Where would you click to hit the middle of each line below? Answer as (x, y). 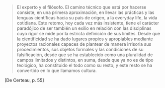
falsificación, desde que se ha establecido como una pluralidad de (85, 55)
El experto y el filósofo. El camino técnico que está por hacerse (82, 7)
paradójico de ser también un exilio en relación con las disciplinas (84, 28)
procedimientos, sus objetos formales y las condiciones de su (80, 49)
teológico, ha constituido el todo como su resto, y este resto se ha (84, 65)
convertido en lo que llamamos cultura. (57, 71)
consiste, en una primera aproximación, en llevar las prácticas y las (85, 12)
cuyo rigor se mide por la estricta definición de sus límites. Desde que (88, 34)
